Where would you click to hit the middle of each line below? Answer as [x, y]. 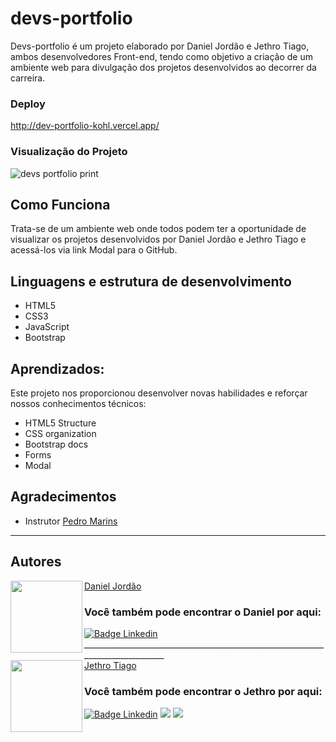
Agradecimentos [63, 497]
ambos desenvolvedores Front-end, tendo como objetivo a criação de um [161, 56]
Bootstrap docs [56, 444]
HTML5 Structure [60, 423]
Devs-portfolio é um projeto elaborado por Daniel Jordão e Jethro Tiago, [160, 46]
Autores [36, 562]
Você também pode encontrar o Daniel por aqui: [203, 612]
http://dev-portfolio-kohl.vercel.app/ [85, 126]
